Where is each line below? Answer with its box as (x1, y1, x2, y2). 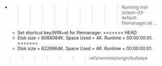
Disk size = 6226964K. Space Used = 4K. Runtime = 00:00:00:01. (17, 46, 153, 51)
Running (121, 4, 139, 10)
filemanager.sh (121, 20, 153, 26)
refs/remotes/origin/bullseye (89, 55, 148, 61)
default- (121, 15, 139, 20)
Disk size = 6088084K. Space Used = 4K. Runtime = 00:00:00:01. (17, 35, 153, 41)
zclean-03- (121, 9, 145, 15)
